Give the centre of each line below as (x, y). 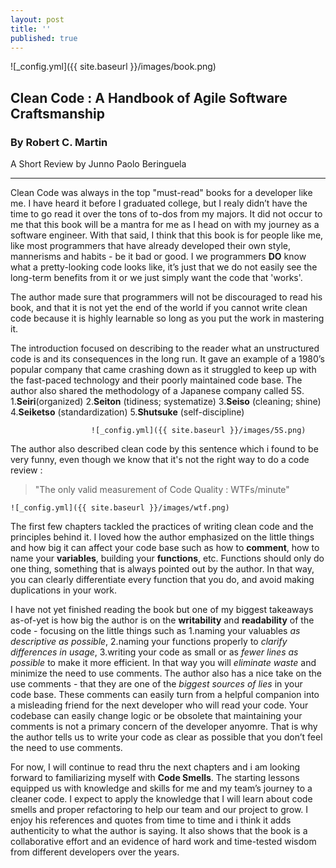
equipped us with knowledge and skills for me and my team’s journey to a (161, 788)
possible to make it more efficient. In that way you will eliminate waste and (163, 663)
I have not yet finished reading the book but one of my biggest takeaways (162, 610)
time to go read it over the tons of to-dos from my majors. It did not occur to (166, 214)
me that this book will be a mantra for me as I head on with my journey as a (165, 225)
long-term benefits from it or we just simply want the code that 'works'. (156, 278)
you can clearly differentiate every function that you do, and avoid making (162, 580)
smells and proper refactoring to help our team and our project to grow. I (159, 810)
